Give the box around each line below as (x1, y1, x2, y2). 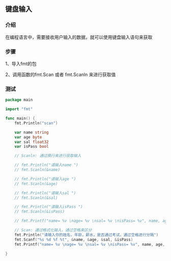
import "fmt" (5, 107, 33, 112)
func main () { (5, 116, 36, 121)
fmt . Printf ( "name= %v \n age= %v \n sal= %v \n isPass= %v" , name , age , (14, 242, 165, 247)
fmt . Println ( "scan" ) (14, 121, 58, 126)
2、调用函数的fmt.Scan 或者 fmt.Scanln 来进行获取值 (5, 71, 116, 78)
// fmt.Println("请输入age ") (14, 176, 76, 181)
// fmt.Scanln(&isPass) (14, 209, 65, 215)
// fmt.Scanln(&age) (14, 181, 58, 186)
